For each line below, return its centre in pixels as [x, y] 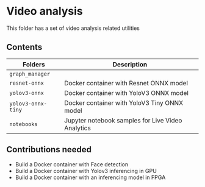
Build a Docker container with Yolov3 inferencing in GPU [86, 171]
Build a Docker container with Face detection [72, 164]
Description [130, 64]
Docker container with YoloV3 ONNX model [126, 93]
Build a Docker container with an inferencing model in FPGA [90, 177]
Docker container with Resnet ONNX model [126, 83]
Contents [24, 47]
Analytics [77, 128]
